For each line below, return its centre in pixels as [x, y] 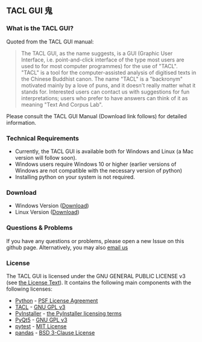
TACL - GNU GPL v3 [40, 307]
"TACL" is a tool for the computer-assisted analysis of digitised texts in [109, 72]
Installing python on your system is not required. [75, 177]
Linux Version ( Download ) [47, 212]
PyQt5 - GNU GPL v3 [41, 320]
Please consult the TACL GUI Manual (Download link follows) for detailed [96, 116]
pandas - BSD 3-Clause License [55, 332]
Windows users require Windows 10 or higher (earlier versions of [96, 164]
